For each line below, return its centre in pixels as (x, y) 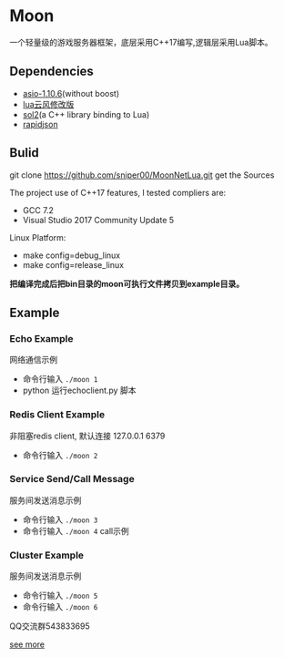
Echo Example (41, 338)
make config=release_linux (73, 264)
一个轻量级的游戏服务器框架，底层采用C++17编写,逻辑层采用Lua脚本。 (141, 42)
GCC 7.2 (38, 210)
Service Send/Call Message (72, 479)
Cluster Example (47, 555)
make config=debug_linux (71, 255)
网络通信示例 (33, 360)
